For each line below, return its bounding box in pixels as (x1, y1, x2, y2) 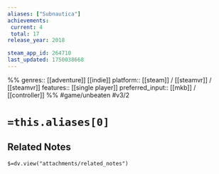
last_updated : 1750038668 (7, 56, 84, 64)
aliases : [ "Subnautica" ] (7, 10, 81, 18)
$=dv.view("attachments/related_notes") (7, 160, 129, 167)
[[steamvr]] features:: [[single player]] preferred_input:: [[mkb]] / (7, 83, 196, 92)
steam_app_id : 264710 (7, 50, 72, 57)
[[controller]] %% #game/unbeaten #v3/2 (7, 90, 130, 99)
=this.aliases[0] (7, 116, 110, 129)
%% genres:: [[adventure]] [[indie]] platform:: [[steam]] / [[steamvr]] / (7, 75, 212, 84)
